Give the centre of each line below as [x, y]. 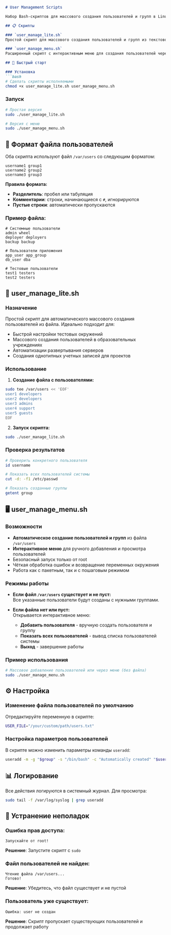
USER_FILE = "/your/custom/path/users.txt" [50, 726]
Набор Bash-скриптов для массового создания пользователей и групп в [81, 16]
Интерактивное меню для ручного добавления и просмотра [79, 548]
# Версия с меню [22, 124]
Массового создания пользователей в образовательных [74, 340]
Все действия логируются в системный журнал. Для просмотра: [76, 791]
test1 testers [20, 273]
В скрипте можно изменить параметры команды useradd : [68, 750]
